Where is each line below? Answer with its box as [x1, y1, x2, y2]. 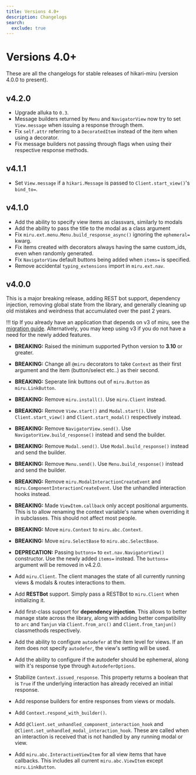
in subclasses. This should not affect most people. [14, 514, 137, 522]
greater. [14, 349, 34, 356]
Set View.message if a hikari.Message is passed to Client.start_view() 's [14, 179, 190, 186]
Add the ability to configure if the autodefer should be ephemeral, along [14, 656, 189, 664]
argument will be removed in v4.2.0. [14, 561, 102, 569]
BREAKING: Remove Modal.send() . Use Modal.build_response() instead [14, 443, 189, 450]
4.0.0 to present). [6, 76, 48, 83]
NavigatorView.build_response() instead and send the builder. [14, 431, 166, 438]
